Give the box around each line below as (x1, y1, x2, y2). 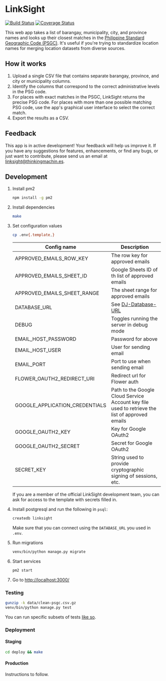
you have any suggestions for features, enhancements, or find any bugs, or (5, 148, 159, 154)
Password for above (111, 336, 158, 342)
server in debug (111, 321, 148, 328)
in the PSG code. (12, 88, 47, 95)
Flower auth (111, 378, 139, 385)
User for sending (111, 343, 150, 350)
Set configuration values (12, 223, 63, 229)
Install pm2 (12, 186, 35, 192)
